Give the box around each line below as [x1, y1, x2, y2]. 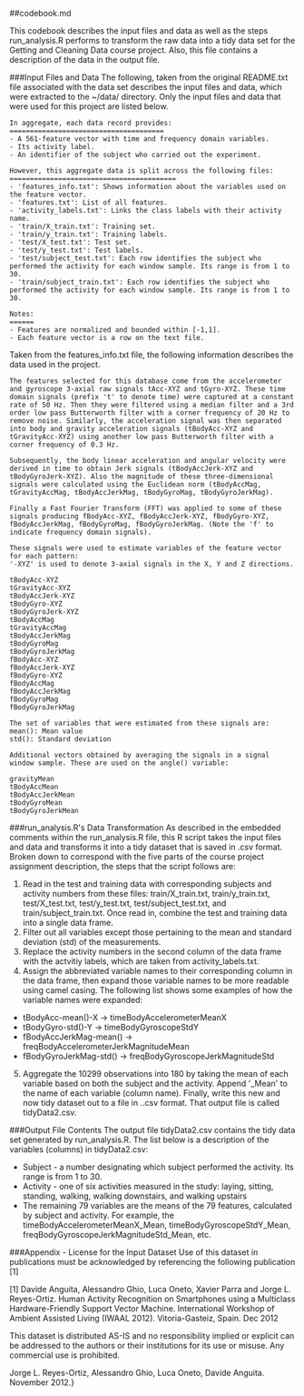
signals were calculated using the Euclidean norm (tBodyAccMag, [9, 480, 261, 489]
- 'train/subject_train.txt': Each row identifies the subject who [9, 277, 270, 286]
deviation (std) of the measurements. [22, 937, 162, 947]
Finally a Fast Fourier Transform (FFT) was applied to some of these [9, 504, 282, 513]
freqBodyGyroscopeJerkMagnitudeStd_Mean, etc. [22, 1230, 211, 1240]
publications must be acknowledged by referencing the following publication [9, 1257, 296, 1267]
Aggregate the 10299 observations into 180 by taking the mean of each [22, 1069, 289, 1079]
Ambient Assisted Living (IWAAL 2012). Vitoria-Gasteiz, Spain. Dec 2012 [9, 1313, 279, 1323]
